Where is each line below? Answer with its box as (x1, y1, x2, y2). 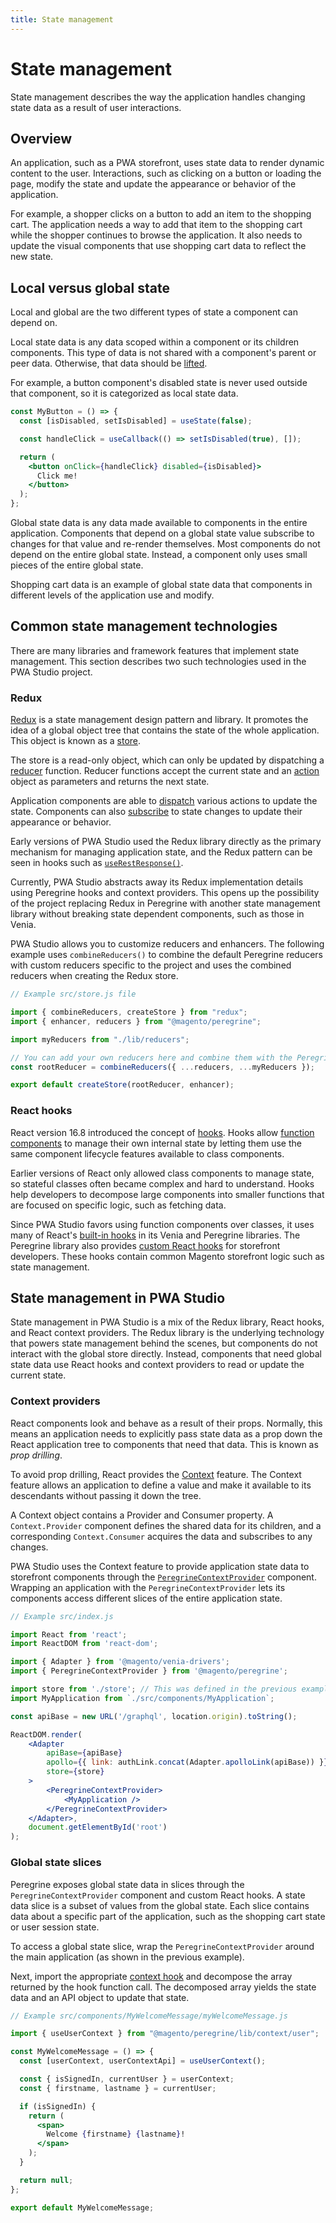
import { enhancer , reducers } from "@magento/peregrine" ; (10, 1016, 262, 1026)
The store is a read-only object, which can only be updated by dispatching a (10, 754, 325, 766)
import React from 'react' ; (10, 1629, 128, 1640)
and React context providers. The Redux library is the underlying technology (10, 1327, 325, 1339)
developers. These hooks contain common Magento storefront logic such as (10, 1250, 325, 1262)
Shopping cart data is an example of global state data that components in (10, 579, 313, 591)
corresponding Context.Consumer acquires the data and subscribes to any (10, 1530, 313, 1542)
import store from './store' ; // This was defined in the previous (10, 1684, 298, 1695)
